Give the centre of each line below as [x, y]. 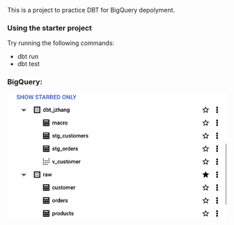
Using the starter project [50, 28]
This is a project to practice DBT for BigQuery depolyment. [91, 10]
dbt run [28, 57]
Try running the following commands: [61, 43]
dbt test [29, 64]
